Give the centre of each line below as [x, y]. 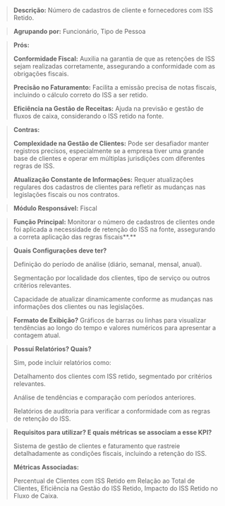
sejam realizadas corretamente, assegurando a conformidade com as [114, 66]
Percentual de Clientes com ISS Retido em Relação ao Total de [104, 481]
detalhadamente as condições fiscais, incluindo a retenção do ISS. [110, 453]
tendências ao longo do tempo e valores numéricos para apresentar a [115, 328]
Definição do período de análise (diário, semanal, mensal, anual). [108, 264]
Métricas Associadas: [46, 467]
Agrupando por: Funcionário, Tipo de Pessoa [79, 31]
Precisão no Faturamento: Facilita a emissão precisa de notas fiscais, [115, 87]
